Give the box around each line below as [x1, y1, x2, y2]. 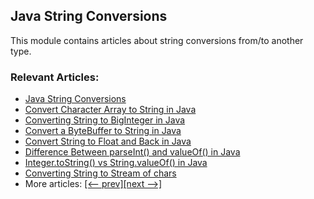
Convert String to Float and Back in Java [24, 135, 192, 148]
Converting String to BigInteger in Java [24, 114, 186, 126]
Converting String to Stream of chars [24, 167, 177, 179]
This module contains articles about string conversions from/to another [10, 34, 304, 46]
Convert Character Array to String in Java [24, 104, 197, 116]
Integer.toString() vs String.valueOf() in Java [24, 157, 208, 169]
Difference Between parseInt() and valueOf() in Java [24, 146, 241, 158]
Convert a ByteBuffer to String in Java [24, 125, 182, 137]
